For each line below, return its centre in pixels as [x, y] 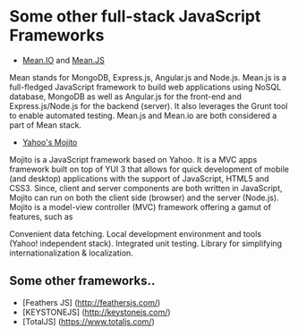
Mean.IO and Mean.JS [64, 60]
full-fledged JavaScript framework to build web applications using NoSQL [145, 87]
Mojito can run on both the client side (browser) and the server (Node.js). [144, 197]
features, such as [41, 216]
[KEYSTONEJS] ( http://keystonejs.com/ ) [97, 312]
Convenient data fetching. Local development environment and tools [136, 233]
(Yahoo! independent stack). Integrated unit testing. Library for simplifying [146, 243]
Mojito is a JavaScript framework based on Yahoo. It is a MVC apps [133, 159]
